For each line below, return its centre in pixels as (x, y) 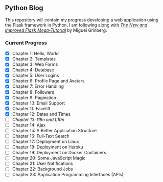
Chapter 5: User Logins (35, 76)
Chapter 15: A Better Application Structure (54, 130)
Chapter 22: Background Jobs (43, 169)
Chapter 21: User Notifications (43, 163)
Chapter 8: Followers (33, 92)
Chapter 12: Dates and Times (41, 114)
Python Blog (24, 8)
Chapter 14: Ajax (29, 125)
